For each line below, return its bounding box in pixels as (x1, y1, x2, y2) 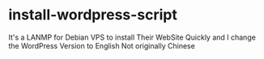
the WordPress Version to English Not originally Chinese (8, 40, 196, 50)
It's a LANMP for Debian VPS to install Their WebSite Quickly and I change (8, 32, 257, 42)
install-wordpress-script (8, 6, 178, 24)
